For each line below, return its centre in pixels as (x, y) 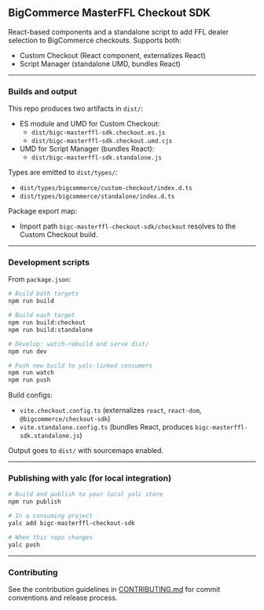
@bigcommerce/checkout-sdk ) (65, 418)
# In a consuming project (50, 516)
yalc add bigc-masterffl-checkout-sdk (71, 524)
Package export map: (43, 211)
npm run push (29, 380)
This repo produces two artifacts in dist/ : (76, 108)
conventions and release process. (63, 597)
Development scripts (49, 262)
